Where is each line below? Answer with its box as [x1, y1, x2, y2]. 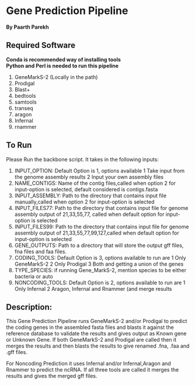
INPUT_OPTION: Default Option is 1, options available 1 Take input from [14, 167, 185, 174]
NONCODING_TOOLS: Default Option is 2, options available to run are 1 [14, 279, 186, 286]
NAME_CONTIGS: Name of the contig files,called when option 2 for [14, 180, 176, 187]
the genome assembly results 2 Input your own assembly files [14, 173, 164, 180]
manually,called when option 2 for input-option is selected [14, 198, 155, 205]
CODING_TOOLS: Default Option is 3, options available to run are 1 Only [14, 254, 186, 261]
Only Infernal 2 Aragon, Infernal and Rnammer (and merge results [14, 285, 172, 292]
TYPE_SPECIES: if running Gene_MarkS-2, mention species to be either [14, 266, 187, 273]
